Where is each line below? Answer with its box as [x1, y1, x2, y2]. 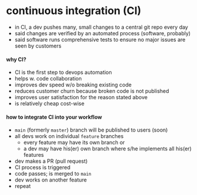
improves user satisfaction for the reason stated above [14, 94, 148, 101]
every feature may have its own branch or [23, 139, 125, 146]
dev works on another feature [14, 176, 87, 183]
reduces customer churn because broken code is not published [14, 88, 169, 95]
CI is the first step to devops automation [14, 69, 112, 76]
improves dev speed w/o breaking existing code [14, 81, 132, 89]
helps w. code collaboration [14, 75, 82, 82]
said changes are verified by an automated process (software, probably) [14, 29, 191, 36]
